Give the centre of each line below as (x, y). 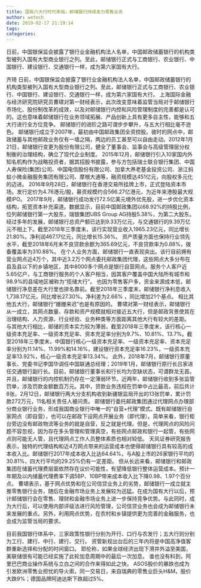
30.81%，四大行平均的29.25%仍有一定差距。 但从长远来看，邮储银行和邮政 (99, 461)
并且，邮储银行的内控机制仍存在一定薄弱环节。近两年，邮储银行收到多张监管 (100, 379)
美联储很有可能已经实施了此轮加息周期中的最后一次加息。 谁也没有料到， (96, 556)
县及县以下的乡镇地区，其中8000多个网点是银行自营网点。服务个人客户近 (97, 266)
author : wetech (25, 17)
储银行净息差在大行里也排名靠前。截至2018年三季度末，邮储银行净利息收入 (99, 289)
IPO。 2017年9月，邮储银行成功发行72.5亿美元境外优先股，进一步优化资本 (103, 199)
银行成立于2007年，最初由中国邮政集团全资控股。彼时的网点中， (108, 132)
